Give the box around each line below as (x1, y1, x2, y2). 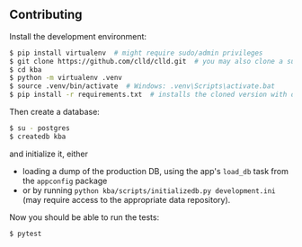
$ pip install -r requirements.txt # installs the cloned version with (9, 90, 288, 100)
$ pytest (9, 229, 42, 238)
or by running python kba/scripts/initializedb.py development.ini (22, 184, 276, 196)
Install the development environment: (9, 31, 147, 41)
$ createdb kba (9, 132, 67, 141)
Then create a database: (9, 107, 101, 118)
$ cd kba (9, 65, 42, 75)
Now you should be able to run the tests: (9, 211, 160, 223)
